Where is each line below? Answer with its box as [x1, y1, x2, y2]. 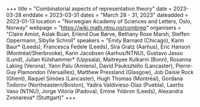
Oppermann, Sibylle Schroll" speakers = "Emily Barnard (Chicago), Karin [6, 37, 184, 44]
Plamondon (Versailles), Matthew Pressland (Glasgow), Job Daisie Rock [17, 69, 194, 75]
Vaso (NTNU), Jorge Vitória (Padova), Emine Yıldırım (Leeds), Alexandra [6, 88, 183, 94]
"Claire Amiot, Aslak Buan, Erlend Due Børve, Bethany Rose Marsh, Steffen [6, 30, 190, 38]
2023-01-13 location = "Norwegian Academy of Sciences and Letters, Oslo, [6, 18, 192, 25]
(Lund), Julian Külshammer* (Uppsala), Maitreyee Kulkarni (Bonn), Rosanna [6, 56, 192, 63]
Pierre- [175, 62, 193, 69]
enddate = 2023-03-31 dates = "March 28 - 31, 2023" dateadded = [23, 11, 189, 19]
